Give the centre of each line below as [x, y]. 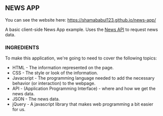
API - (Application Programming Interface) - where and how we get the [84, 88]
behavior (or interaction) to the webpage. [54, 84]
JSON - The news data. [36, 99]
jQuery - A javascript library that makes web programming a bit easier [83, 104]
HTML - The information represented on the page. [63, 68]
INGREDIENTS [22, 47]
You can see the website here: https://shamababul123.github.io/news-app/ [81, 20]
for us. [19, 110]
